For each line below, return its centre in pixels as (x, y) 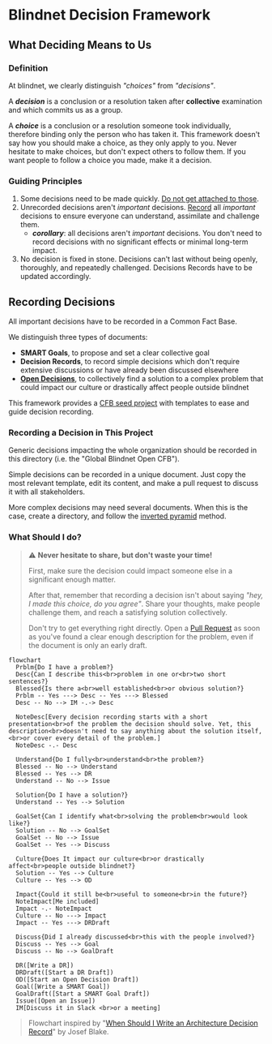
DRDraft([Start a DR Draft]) (65, 972)
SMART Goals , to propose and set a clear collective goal (115, 352)
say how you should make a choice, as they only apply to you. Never (123, 143)
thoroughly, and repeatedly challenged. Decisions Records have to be (136, 268)
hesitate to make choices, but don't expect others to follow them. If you (127, 151)
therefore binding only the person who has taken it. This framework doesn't (134, 134)
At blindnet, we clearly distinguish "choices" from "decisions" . (112, 85)
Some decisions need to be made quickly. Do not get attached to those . (139, 199)
